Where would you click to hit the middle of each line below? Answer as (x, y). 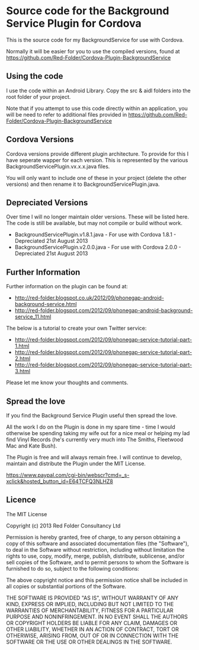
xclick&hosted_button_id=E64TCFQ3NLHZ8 (60, 481)
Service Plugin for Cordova (74, 23)
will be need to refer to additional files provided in (67, 114)
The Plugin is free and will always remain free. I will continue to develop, (94, 457)
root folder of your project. (38, 96)
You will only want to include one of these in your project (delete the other (96, 178)
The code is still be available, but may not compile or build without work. (94, 223)
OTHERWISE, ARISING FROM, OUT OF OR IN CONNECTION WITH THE (92, 635)
